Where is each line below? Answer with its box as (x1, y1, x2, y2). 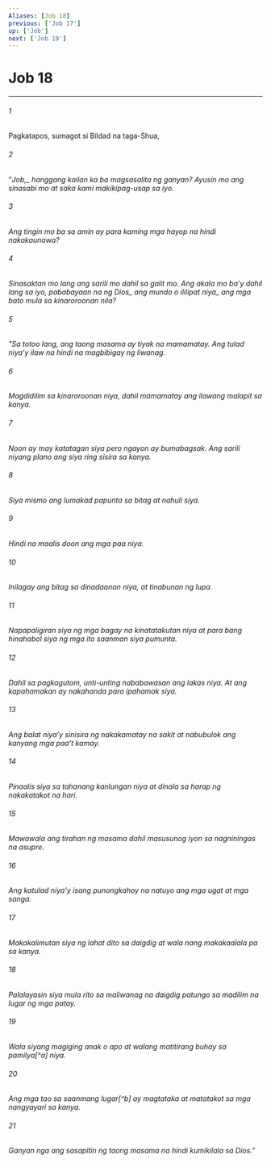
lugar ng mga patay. (8, 998, 77, 1008)
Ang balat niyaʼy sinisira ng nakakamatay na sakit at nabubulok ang (8, 729, 236, 739)
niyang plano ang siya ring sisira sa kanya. (8, 452, 152, 461)
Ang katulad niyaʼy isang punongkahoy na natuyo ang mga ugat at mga (8, 886, 249, 895)
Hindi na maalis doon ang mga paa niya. (8, 539, 144, 548)
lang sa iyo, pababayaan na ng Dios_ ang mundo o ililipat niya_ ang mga (8, 287, 252, 297)
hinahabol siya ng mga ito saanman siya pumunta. (8, 634, 177, 644)
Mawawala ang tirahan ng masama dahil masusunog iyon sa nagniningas (8, 834, 256, 844)
